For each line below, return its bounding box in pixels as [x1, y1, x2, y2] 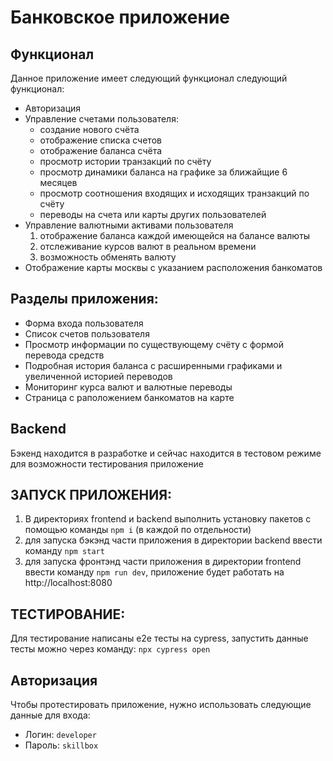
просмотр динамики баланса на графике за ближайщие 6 [39, 166, 288, 178]
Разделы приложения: [10, 291, 159, 308]
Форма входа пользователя [24, 317, 144, 329]
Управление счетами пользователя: [24, 113, 179, 125]
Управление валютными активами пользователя [24, 219, 234, 231]
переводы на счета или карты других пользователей [39, 209, 267, 220]
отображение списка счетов [39, 134, 162, 146]
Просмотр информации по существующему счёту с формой [24, 338, 285, 350]
